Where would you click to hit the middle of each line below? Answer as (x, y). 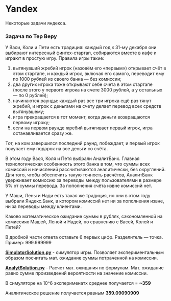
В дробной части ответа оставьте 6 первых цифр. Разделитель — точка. (84, 237)
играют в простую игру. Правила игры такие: (55, 58)
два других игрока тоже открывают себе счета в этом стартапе (83, 84)
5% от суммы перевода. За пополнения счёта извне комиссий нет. (79, 186)
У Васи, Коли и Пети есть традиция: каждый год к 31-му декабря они (81, 48)
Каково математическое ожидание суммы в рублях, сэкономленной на (84, 216)
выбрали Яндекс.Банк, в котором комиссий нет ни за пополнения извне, (85, 201)
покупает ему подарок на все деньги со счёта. (57, 149)
